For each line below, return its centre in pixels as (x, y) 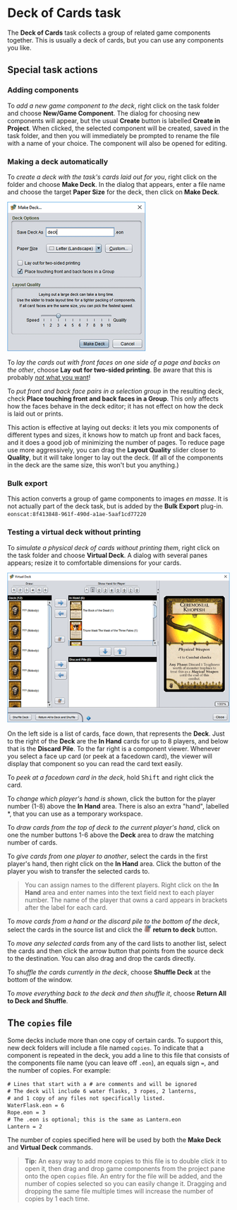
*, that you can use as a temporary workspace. (75, 814)
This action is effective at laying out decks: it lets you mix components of (113, 427)
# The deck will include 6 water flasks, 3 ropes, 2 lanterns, (102, 1091)
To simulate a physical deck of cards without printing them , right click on (114, 547)
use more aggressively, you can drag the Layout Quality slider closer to (112, 450)
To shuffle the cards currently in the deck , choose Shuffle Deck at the (109, 972)
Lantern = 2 (25, 1126)
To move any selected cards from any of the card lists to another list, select (117, 943)
